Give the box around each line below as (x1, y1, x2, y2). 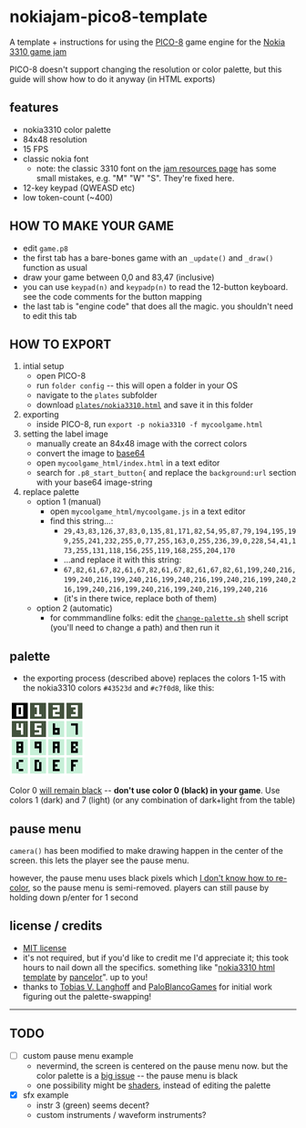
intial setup (22, 361, 65, 372)
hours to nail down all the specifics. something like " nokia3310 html (22, 961, 276, 972)
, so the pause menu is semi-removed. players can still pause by (27, 882, 270, 893)
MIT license (22, 942, 66, 953)
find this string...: (49, 516, 114, 527)
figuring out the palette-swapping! (22, 990, 152, 1001)
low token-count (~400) (22, 191, 114, 202)
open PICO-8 (36, 371, 87, 382)
